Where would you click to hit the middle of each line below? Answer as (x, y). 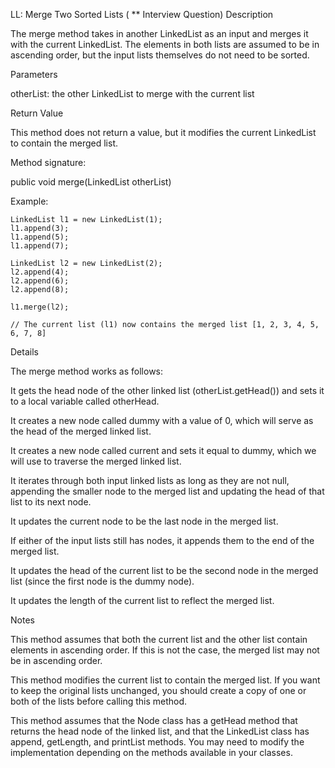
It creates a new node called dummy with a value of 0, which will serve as (162, 420)
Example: (29, 201)
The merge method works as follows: (87, 371)
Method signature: (48, 162)
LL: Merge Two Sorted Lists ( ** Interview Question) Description (142, 14)
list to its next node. (51, 502)
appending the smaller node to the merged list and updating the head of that (167, 491)
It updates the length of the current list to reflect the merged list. (142, 600)
